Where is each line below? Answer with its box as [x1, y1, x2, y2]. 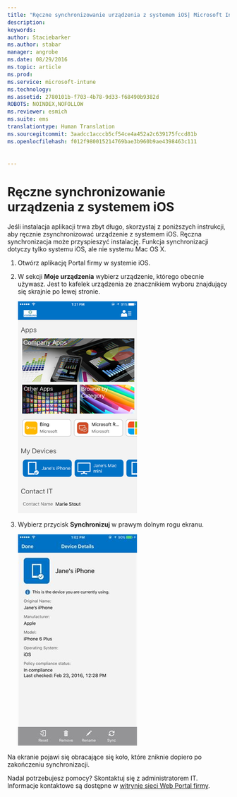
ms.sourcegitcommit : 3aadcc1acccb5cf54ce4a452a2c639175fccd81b [7, 131, 197, 138]
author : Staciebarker [7, 34, 71, 41]
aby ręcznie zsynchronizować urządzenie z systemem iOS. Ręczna [7, 230, 202, 239]
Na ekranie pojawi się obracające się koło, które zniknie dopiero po [7, 753, 202, 762]
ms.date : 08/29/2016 [7, 56, 68, 64]
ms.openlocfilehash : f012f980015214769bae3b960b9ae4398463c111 [7, 138, 197, 145]
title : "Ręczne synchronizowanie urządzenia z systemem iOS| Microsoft [7, 11, 222, 18]
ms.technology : [7, 85, 52, 93]
